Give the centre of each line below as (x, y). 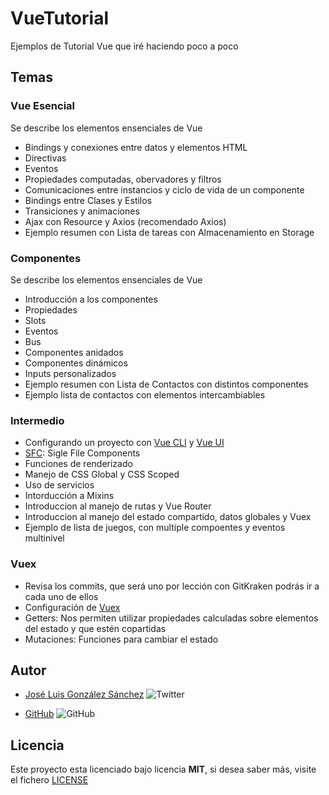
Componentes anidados (74, 352)
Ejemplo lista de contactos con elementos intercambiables (145, 394)
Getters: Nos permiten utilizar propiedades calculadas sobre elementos (171, 618)
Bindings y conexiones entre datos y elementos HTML (136, 147)
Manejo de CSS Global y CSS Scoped (102, 474)
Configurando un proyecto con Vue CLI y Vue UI (124, 443)
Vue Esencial (43, 106)
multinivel (44, 538)
